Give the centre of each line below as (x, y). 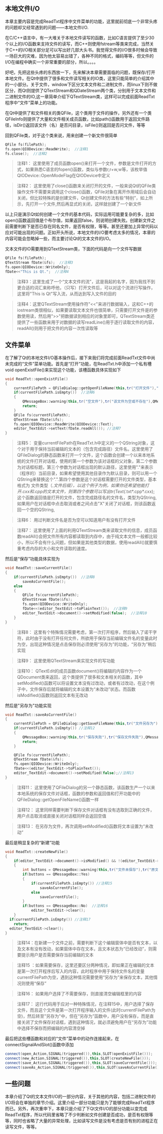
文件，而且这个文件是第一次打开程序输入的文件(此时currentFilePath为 (86, 1010)
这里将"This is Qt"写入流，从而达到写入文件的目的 (66, 294)
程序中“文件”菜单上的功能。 (33, 102)
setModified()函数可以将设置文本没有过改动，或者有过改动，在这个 (83, 683)
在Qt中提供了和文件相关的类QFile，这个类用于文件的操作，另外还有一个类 (78, 113)
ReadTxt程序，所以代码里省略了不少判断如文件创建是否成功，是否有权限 (77, 1115)
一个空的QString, (38, 510)
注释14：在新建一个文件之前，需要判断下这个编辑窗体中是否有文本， (85, 943)
